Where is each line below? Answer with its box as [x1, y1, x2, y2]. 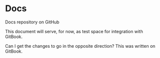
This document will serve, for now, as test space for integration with [5, 28, 143, 34]
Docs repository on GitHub [5, 19, 60, 25]
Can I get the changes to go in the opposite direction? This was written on [5, 43, 156, 49]
